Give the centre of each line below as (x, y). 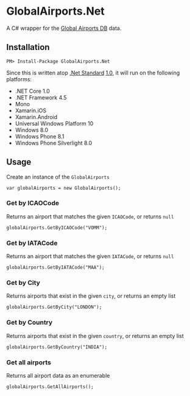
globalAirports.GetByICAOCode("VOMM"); (57, 228)
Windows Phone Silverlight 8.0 (54, 143)
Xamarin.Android (36, 117)
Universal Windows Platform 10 (54, 123)
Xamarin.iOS (31, 110)
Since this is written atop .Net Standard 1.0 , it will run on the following (93, 73)
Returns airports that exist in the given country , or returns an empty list (95, 336)
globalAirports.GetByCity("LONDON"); (54, 307)
